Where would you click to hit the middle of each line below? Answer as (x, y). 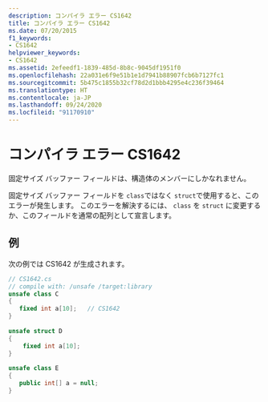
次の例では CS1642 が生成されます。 (69, 263)
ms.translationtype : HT (48, 90)
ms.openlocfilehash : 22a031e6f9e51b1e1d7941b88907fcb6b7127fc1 (116, 75)
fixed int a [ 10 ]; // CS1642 (69, 309)
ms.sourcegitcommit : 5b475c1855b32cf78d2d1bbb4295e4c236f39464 (116, 82)
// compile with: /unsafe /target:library (80, 286)
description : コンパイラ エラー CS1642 (70, 16)
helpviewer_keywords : (45, 53)
